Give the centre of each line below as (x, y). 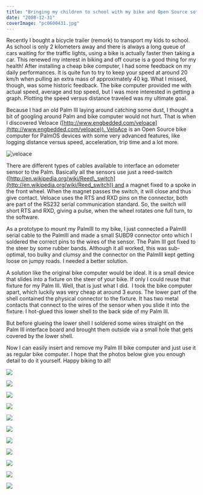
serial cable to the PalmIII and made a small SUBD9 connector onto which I (99, 235)
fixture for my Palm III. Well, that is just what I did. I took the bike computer (99, 286)
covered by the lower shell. (40, 336)
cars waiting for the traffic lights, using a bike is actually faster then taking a (101, 53)
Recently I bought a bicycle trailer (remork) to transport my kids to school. (98, 41)
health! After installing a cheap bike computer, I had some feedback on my (99, 66)
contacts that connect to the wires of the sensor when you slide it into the (98, 305)
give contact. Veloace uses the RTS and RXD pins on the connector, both (97, 198)
